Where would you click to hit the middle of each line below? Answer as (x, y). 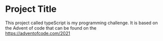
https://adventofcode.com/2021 (38, 33)
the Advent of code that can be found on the (51, 28)
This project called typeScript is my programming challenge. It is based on (81, 23)
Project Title (31, 9)
